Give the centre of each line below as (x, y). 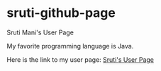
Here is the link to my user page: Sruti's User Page (80, 59)
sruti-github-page (61, 13)
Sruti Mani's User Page (40, 32)
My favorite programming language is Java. (70, 46)
